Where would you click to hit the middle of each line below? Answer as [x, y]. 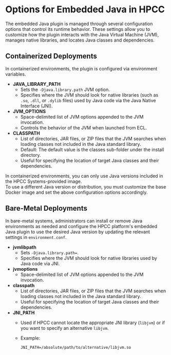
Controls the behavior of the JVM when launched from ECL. [84, 127]
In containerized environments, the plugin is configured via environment [81, 68]
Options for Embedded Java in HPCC [85, 10]
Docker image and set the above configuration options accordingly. [77, 192]
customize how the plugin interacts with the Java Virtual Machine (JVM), [82, 34]
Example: [30, 338]
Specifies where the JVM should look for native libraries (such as [89, 95]
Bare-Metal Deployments [46, 208]
